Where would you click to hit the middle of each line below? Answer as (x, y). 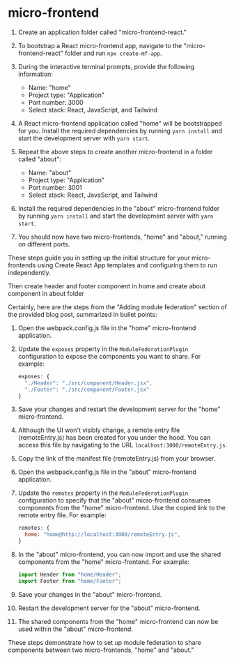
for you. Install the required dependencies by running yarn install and (120, 131)
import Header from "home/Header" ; (70, 575)
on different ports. (44, 244)
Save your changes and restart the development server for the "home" (119, 409)
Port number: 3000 (56, 102)
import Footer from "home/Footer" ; (70, 581)
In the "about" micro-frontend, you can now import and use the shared (119, 555)
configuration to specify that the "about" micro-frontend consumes (114, 500)
